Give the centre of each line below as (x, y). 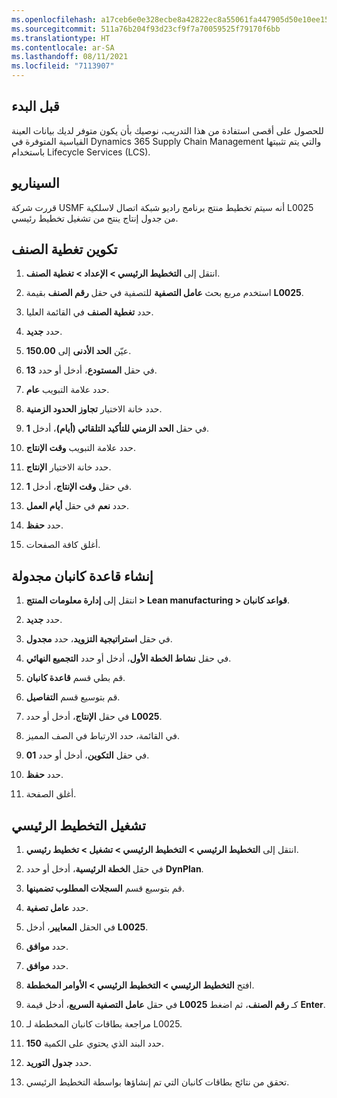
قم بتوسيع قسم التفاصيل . (73, 697)
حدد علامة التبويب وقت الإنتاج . (80, 448)
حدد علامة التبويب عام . (67, 390)
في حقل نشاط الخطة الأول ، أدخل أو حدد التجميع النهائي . (128, 658)
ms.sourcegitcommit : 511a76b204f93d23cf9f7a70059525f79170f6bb (146, 29)
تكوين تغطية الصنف (64, 249)
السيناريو (35, 183)
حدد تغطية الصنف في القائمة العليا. (89, 312)
